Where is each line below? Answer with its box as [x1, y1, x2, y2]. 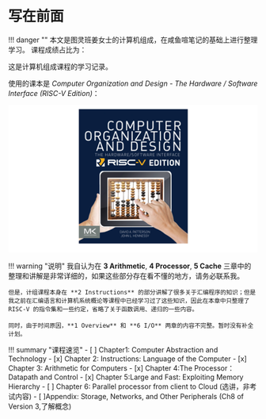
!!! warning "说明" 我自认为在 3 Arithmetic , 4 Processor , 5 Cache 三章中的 [8, 261, 252, 271]
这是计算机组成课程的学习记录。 [8, 61, 112, 71]
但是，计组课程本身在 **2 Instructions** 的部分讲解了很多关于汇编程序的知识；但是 [8, 289, 256, 297]
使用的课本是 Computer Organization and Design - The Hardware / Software [8, 79, 258, 88]
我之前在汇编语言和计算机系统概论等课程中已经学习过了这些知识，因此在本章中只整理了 [8, 297, 250, 306]
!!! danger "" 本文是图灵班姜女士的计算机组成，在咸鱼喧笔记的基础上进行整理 [8, 35, 258, 44]
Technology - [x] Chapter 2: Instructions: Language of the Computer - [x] [8, 354, 247, 363]
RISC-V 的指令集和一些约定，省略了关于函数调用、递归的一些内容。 [8, 306, 199, 313]
